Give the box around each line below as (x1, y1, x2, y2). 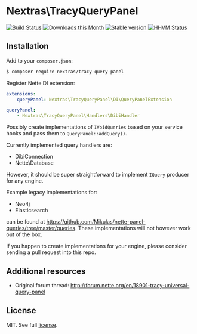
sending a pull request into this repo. (6, 249, 97, 256)
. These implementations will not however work (75, 225, 191, 232)
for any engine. (6, 177, 44, 184)
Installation (6, 41, 49, 51)
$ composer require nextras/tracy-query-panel (6, 69, 124, 75)
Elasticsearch (14, 207, 48, 214)
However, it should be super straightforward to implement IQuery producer (6, 171, 190, 178)
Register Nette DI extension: (6, 79, 75, 86)
